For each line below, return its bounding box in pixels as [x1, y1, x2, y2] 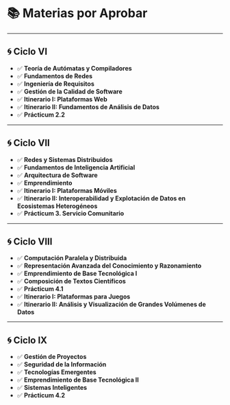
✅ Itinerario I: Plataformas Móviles [16, 186, 118, 194]
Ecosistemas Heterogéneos [16, 202, 98, 210]
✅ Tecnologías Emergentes [16, 368, 97, 376]
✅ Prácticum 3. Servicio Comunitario [16, 209, 125, 217]
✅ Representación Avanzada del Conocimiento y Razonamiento [16, 262, 202, 270]
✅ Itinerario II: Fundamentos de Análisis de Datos [16, 102, 159, 111]
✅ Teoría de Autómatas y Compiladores [16, 64, 132, 72]
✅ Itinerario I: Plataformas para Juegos [16, 292, 131, 301]
